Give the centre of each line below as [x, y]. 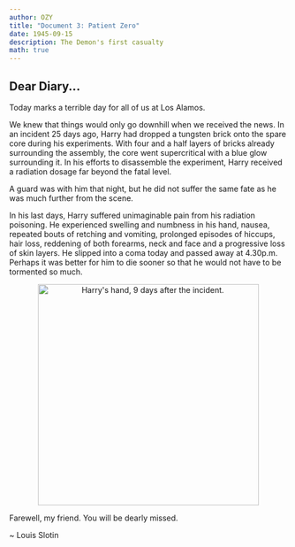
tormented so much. [46, 272]
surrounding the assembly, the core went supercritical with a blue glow [138, 152]
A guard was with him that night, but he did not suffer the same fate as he [143, 189]
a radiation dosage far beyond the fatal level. [91, 171]
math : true [29, 50]
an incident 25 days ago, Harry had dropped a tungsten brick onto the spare [148, 134]
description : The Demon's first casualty [87, 42]
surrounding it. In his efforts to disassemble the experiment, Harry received [146, 162]
